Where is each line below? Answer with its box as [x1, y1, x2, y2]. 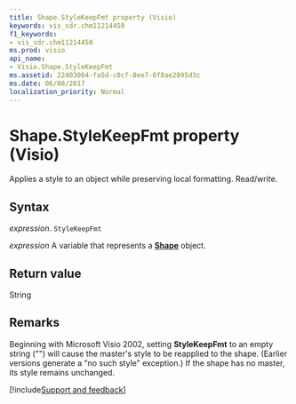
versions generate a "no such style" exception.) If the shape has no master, [9, 357, 285, 368]
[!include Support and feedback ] [9, 384, 126, 395]
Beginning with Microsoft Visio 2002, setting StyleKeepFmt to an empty [9, 338, 274, 349]
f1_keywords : [9, 29, 58, 38]
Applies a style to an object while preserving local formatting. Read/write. [9, 174, 278, 185]
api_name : [9, 54, 46, 63]
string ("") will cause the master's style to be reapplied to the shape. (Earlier [9, 348, 287, 359]
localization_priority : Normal [9, 87, 125, 96]
